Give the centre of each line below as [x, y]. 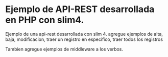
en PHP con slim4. [45, 20]
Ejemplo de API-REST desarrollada [80, 9]
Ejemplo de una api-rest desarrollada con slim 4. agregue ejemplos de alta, [84, 34]
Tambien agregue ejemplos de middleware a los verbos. [64, 49]
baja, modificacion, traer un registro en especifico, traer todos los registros [84, 39]
